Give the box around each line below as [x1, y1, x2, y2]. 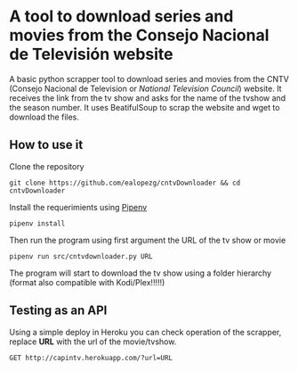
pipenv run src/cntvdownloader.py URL [9, 251, 153, 260]
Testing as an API [9, 303, 108, 318]
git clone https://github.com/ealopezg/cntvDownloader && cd [9, 178, 241, 187]
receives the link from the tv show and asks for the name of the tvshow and [9, 92, 286, 103]
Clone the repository [9, 161, 85, 171]
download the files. [9, 111, 80, 122]
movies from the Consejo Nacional [9, 25, 270, 45]
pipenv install [9, 218, 66, 228]
